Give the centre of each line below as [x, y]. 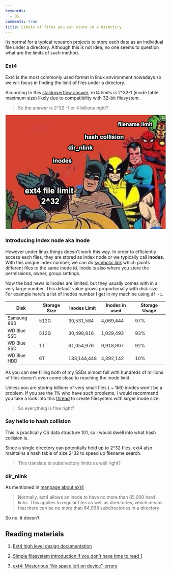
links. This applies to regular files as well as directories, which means [90, 503]
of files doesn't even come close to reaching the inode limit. [68, 377]
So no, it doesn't [22, 518]
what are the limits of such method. [42, 53]
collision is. [17, 438]
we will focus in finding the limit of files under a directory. [65, 83]
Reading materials [35, 534]
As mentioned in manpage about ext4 [45, 487]
